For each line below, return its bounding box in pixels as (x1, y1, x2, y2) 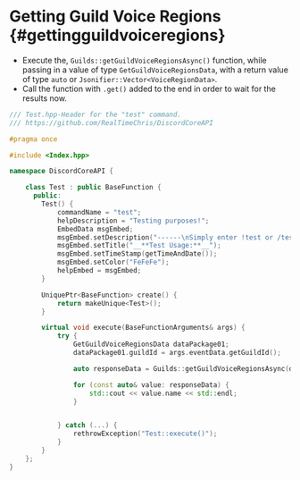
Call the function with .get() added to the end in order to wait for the (21, 83, 277, 94)
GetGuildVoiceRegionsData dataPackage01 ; (72, 340, 229, 349)
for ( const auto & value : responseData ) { (72, 380, 229, 390)
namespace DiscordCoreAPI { (9, 167, 114, 176)
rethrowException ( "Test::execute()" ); (72, 429, 218, 439)
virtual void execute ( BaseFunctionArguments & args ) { (41, 324, 246, 333)
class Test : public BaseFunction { (25, 183, 162, 192)
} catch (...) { (56, 421, 118, 430)
